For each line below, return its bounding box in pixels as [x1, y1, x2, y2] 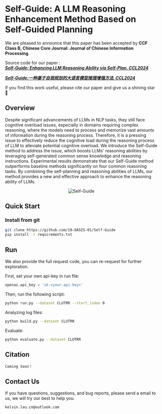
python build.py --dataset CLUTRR [5, 319, 75, 324]
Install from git [5, 217, 40, 224]
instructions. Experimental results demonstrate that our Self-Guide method [5, 158, 154, 164]
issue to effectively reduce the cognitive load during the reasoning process [5, 137, 155, 143]
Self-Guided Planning [5, 24, 93, 35]
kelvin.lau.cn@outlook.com [5, 405, 59, 410]
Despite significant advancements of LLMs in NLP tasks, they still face [5, 116, 145, 122]
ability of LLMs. [5, 179, 36, 184]
